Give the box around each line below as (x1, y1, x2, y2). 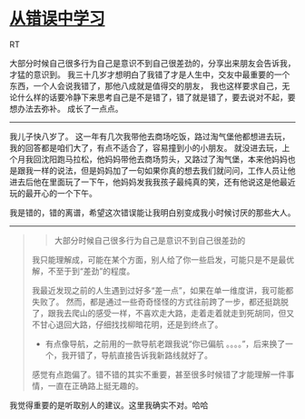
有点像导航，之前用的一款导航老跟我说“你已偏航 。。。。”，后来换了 (44, 338, 286, 349)
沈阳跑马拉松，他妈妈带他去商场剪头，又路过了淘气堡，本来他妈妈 (40, 154, 288, 165)
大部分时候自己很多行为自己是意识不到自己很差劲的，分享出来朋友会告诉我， (9, 57, 296, 68)
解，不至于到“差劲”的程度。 (31, 265, 135, 276)
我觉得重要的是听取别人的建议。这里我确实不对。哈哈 (9, 399, 209, 410)
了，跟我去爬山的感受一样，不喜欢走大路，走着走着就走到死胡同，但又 (31, 307, 295, 318)
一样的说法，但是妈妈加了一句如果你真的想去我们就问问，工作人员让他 (33, 165, 296, 175)
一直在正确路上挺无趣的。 (47, 380, 143, 391)
